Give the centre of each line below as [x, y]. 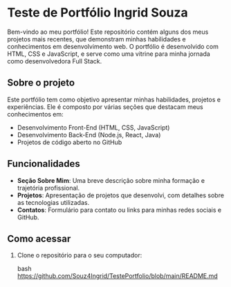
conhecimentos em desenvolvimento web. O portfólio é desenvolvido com [113, 46]
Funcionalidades [44, 164]
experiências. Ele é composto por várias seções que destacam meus [105, 107]
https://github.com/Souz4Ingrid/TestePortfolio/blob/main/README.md [117, 276]
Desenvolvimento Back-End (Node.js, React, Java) [89, 135]
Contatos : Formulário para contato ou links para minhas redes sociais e [119, 210]
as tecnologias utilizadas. [53, 202]
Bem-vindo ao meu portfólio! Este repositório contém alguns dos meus [108, 32]
